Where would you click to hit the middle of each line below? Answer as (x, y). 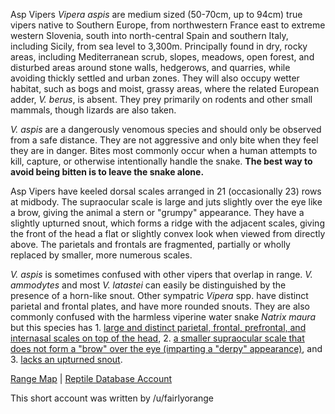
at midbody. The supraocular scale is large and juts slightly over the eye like (166, 202)
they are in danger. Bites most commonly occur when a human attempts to (164, 150)
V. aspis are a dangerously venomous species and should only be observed (166, 129)
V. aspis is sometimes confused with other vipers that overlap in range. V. (161, 274)
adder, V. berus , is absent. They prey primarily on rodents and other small (161, 99)
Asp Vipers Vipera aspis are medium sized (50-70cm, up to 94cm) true (156, 14)
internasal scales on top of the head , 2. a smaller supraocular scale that (157, 338)
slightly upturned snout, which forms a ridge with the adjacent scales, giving (167, 223)
